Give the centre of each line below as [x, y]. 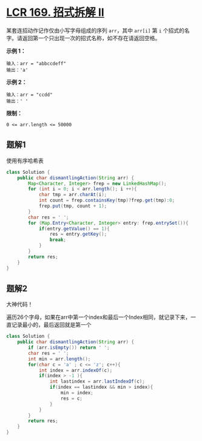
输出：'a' [17, 70]
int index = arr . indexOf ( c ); [76, 370]
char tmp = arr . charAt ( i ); [73, 195]
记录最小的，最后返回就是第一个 [51, 325]
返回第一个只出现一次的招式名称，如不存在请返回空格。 [91, 38]
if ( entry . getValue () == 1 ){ [74, 228]
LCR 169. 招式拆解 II [55, 12]
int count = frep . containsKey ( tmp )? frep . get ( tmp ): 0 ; [107, 200]
